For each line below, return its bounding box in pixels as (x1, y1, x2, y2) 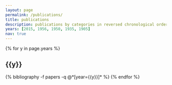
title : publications (5, 17, 50, 22)
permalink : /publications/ (5, 12, 63, 17)
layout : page (5, 7, 33, 13)
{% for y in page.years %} (5, 46, 60, 51)
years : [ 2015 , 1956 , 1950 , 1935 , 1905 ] (5, 27, 91, 32)
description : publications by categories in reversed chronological (5, 22, 155, 27)
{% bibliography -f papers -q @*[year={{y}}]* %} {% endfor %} (5, 74, 140, 80)
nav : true (5, 31, 27, 36)
